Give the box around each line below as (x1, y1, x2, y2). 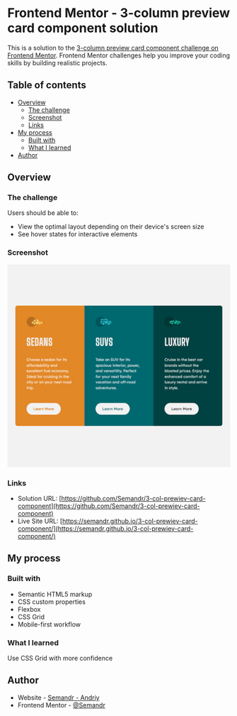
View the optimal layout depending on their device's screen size (17, 222, 204, 231)
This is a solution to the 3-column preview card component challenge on (7, 43, 219, 52)
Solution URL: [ (17, 495, 62, 503)
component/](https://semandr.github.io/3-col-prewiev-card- (17, 524, 194, 533)
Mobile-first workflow (17, 619, 81, 629)
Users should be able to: (7, 209, 79, 217)
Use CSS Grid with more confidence (7, 654, 113, 663)
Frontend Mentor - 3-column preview (7, 5, 231, 21)
